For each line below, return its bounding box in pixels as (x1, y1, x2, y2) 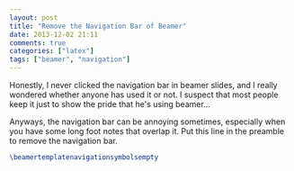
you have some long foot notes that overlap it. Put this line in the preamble (9, 126, 285, 136)
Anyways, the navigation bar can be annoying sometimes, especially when (9, 116, 286, 127)
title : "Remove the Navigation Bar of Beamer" (9, 22, 187, 31)
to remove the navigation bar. (9, 136, 119, 146)
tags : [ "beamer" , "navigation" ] (9, 55, 130, 64)
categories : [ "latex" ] (9, 47, 94, 56)
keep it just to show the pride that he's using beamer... (9, 99, 211, 109)
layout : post (9, 13, 58, 22)
